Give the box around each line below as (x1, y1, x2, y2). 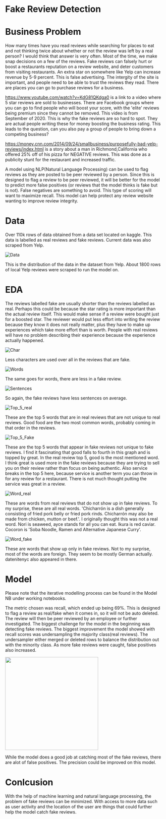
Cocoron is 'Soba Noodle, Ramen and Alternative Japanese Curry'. (5, 527, 141, 532)
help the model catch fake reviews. (5, 809, 77, 815)
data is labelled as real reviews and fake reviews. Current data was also (5, 237, 151, 243)
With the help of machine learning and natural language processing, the (5, 793, 152, 799)
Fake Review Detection (5, 3, 101, 15)
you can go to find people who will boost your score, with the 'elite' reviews (5, 105, 160, 111)
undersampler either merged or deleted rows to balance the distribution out (5, 636, 160, 642)
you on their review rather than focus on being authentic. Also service (5, 465, 148, 471)
